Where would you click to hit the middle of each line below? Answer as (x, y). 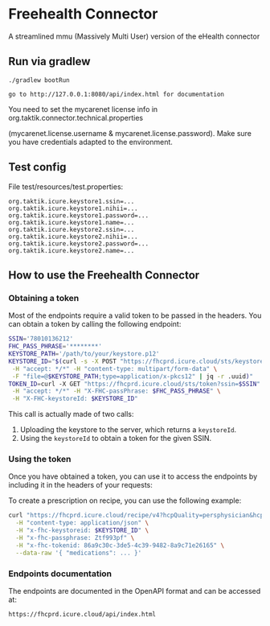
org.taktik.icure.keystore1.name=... (72, 222)
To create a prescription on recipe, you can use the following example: (125, 500)
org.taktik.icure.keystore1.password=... (79, 215)
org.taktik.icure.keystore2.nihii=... (73, 237)
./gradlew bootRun (39, 80)
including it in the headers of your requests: (80, 485)
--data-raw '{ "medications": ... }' (79, 553)
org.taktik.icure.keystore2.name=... (72, 250)
